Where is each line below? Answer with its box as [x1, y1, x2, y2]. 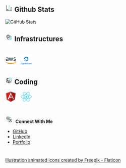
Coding [14, 77, 38, 86]
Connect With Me [15, 118, 53, 124]
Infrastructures [14, 35, 64, 44]
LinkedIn [12, 134, 31, 140]
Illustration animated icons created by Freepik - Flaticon [5, 157, 121, 163]
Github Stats [14, 5, 54, 14]
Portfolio [12, 139, 31, 145]
